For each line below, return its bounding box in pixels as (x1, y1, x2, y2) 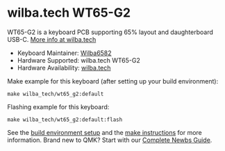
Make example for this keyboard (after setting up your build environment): (7, 77, 219, 85)
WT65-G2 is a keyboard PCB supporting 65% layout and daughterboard (7, 28, 214, 36)
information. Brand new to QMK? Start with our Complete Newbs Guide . (7, 136, 212, 144)
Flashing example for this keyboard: (7, 102, 110, 111)
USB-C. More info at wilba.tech (7, 35, 97, 43)
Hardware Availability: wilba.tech (17, 63, 111, 72)
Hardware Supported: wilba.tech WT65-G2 (17, 56, 140, 64)
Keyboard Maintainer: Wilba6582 (17, 49, 112, 57)
